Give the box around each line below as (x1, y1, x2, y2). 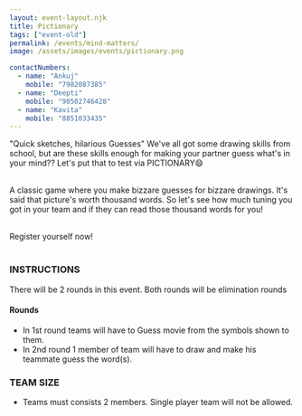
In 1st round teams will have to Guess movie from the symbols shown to (22, 325, 289, 336)
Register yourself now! (9, 232, 93, 242)
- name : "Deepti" (17, 88, 83, 98)
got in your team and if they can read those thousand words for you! (9, 204, 264, 215)
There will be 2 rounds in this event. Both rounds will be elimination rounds (9, 284, 288, 295)
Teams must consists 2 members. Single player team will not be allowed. (22, 397, 294, 408)
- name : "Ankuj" (17, 71, 79, 81)
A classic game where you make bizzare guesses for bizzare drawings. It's (9, 184, 288, 195)
